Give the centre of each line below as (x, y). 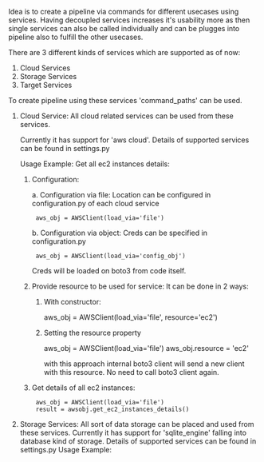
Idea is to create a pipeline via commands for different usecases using (124, 12)
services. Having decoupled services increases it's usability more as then (129, 20)
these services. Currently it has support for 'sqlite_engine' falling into (133, 432)
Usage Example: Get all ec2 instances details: (95, 164)
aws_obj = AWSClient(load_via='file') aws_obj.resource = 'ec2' (146, 348)
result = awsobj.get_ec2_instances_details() (112, 409)
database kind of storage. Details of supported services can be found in (138, 441)
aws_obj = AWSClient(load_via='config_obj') (110, 256)
